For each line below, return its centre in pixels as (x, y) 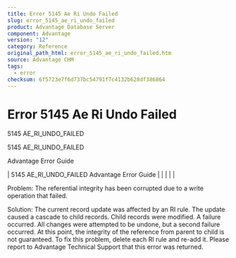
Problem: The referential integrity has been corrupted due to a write (106, 188)
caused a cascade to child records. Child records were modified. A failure (114, 217)
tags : (15, 66)
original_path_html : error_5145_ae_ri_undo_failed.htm (89, 54)
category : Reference (38, 47)
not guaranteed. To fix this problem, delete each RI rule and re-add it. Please (118, 240)
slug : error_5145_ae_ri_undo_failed (61, 20)
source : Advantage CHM (41, 60)
